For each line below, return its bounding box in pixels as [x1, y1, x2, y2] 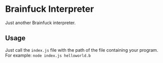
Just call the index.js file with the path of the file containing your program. [5, 47, 159, 53]
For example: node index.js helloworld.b [5, 52, 91, 58]
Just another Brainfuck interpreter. [5, 20, 76, 26]
